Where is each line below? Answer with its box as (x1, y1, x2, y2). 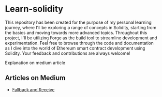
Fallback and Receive (12, 86, 55, 93)
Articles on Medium (5, 74, 66, 82)
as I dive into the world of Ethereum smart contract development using (5, 45, 146, 51)
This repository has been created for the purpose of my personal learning (5, 19, 152, 25)
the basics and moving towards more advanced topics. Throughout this (5, 30, 147, 35)
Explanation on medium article (5, 60, 65, 65)
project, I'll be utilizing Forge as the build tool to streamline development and (5, 35, 157, 41)
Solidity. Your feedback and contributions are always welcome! (5, 50, 131, 56)
